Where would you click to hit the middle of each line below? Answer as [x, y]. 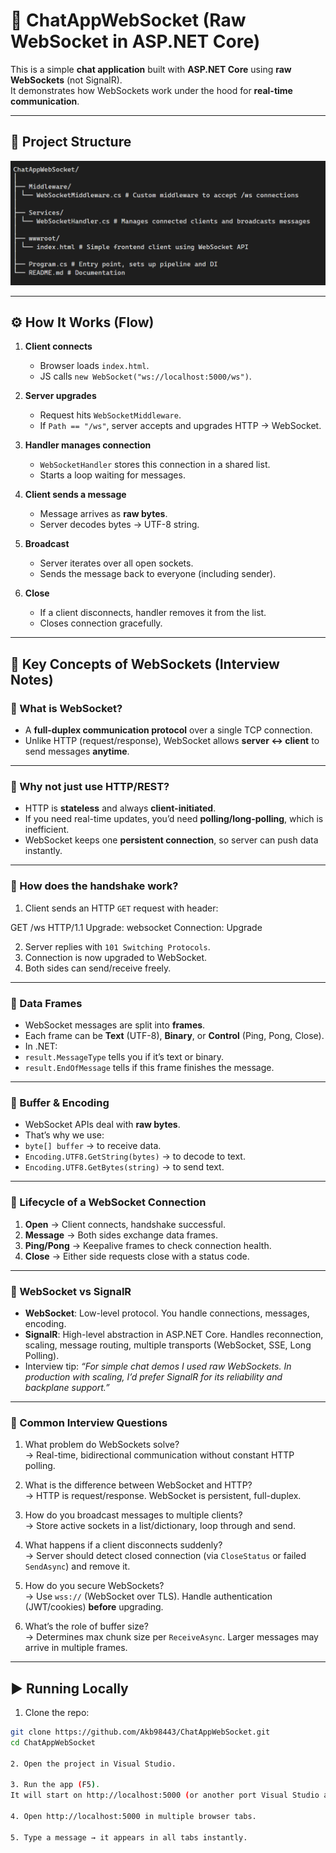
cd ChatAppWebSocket [53, 1742]
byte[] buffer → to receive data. [93, 1146]
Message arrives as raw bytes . [103, 514]
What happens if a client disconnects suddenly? [123, 1545]
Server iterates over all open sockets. [116, 563]
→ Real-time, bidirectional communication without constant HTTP [159, 1455]
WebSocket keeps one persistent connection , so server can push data [171, 840]
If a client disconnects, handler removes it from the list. [153, 613]
